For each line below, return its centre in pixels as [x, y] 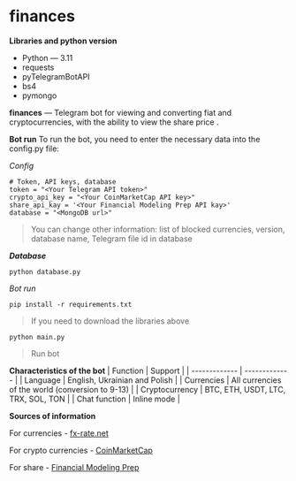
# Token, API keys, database [63, 182]
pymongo [39, 95]
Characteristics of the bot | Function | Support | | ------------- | [126, 370]
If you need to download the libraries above [110, 321]
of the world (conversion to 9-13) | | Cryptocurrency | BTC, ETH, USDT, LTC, [148, 389]
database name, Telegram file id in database [111, 238]
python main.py [37, 337]
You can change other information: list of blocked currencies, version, [158, 229]
